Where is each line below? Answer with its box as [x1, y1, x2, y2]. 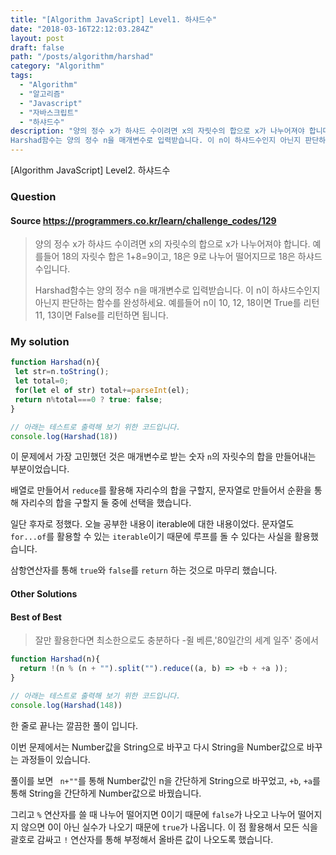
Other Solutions [10, 588, 78, 600]
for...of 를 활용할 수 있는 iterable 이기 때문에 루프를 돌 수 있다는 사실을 [10, 531, 293, 543]
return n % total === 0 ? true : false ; [14, 394, 163, 405]
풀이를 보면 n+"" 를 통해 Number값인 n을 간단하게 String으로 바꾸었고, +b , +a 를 [10, 774, 321, 786]
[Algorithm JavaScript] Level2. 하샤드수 [10, 164, 171, 176]
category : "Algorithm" [10, 61, 105, 71]
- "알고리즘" [19, 89, 65, 99]
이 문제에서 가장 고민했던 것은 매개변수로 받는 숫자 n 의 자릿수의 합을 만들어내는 [10, 451, 317, 463]
